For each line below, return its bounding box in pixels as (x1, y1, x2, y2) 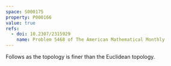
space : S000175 (5, 8, 44, 15)
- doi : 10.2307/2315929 (11, 31, 70, 37)
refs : (5, 25, 19, 32)
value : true (5, 20, 36, 26)
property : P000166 (5, 14, 52, 20)
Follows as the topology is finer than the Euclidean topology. (5, 53, 155, 60)
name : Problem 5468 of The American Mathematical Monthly (16, 37, 165, 43)
